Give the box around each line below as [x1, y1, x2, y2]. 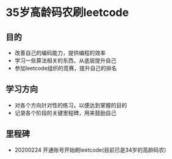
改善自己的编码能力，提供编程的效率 [14, 50, 106, 56]
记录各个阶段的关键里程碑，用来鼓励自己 [14, 109, 116, 116]
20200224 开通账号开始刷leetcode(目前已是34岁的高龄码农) [14, 146, 167, 153]
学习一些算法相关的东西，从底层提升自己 [14, 57, 116, 64]
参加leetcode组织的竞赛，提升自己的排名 [14, 65, 117, 72]
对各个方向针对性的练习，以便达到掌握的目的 [14, 102, 127, 109]
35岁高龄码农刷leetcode [5, 6, 129, 20]
